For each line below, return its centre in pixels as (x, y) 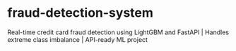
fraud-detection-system (81, 13)
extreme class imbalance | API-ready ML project (78, 39)
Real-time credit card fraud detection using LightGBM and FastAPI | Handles (118, 32)
